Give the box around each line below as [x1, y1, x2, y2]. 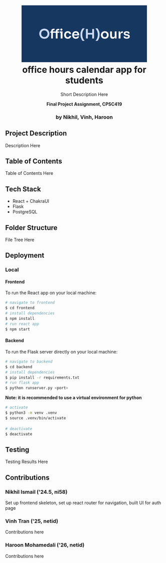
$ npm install [5, 316, 35, 321]
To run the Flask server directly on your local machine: [5, 349, 118, 355]
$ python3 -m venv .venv [5, 410, 57, 415]
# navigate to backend [5, 359, 53, 364]
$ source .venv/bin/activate [5, 415, 66, 420]
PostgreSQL [12, 209, 38, 215]
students [65, 75, 104, 86]
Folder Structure [5, 223, 58, 232]
